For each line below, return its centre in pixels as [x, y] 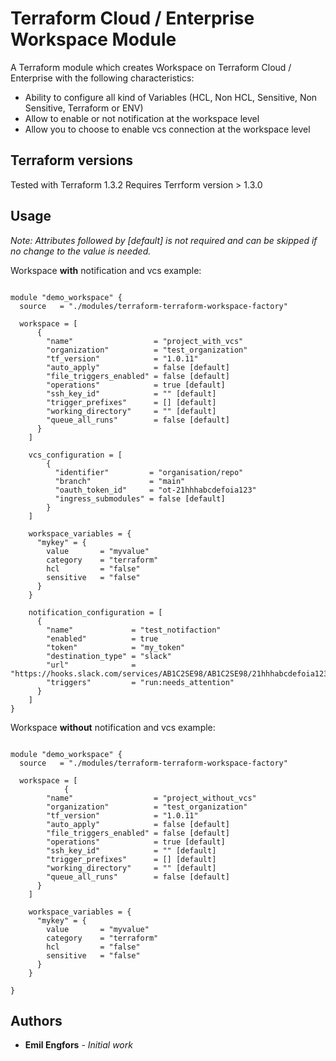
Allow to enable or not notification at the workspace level [142, 118]
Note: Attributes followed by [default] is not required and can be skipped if [164, 240]
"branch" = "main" [120, 481]
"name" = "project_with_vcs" [145, 341]
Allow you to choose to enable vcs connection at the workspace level [167, 129]
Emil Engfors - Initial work [78, 1045]
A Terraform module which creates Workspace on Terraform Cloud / [151, 67]
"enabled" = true [102, 638]
